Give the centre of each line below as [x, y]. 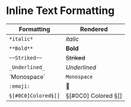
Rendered [94, 29]
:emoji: [20, 86]
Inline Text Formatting [61, 11]
